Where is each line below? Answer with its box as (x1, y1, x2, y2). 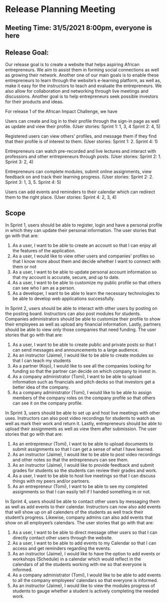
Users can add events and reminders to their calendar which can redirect (5, 189, 156, 195)
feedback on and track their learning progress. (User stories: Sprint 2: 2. (5, 174, 154, 180)
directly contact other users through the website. (12, 535, 113, 541)
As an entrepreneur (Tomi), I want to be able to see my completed (12, 483, 148, 489)
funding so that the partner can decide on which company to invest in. (12, 368, 157, 374)
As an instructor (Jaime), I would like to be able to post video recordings (12, 452, 161, 458)
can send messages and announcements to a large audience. (12, 347, 139, 353)
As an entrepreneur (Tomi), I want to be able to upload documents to (12, 441, 154, 447)
